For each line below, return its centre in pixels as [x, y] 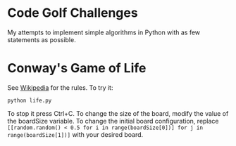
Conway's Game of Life [77, 68]
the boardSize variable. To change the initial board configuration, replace [113, 121]
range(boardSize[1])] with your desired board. [75, 134]
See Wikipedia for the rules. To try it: [60, 87]
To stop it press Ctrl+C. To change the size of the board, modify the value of [118, 113]
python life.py [30, 100]
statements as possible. [42, 39]
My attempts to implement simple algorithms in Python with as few [104, 32]
